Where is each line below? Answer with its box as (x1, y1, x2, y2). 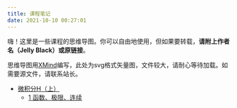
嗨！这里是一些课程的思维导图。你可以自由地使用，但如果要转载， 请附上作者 (7, 36, 230, 46)
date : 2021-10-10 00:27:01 (7, 17, 87, 24)
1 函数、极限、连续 (28, 93, 83, 102)
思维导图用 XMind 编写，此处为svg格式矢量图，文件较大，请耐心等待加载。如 (7, 60, 229, 69)
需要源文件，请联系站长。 (7, 69, 82, 78)
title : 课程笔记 (7, 10, 51, 18)
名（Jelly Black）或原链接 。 (7, 46, 90, 54)
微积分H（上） (17, 84, 60, 93)
